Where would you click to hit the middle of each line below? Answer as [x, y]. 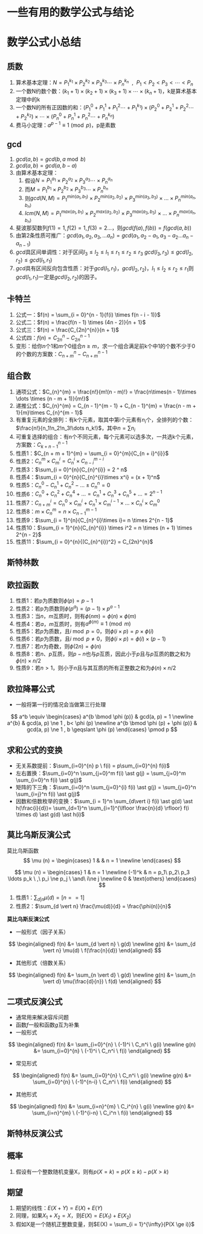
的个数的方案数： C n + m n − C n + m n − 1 [61, 354]
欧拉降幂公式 [31, 689]
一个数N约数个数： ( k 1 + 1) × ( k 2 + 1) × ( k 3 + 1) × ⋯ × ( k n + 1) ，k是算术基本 [106, 92]
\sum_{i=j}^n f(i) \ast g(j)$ [48, 794]
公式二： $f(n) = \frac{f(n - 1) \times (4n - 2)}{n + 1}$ [81, 322]
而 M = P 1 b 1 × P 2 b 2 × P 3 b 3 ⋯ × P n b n [66, 189]
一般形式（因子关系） [42, 932]
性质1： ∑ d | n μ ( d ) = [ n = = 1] [50, 898]
